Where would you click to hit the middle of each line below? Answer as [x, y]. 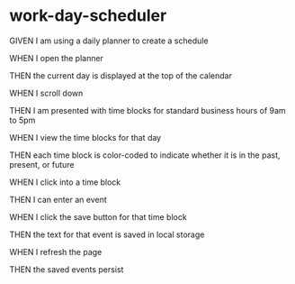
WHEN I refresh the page [56, 252]
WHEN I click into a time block [65, 182]
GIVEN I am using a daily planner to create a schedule [109, 41]
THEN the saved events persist [67, 269]
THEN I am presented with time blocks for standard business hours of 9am [147, 110]
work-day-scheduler [88, 16]
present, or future [42, 164]
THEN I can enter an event [58, 199]
